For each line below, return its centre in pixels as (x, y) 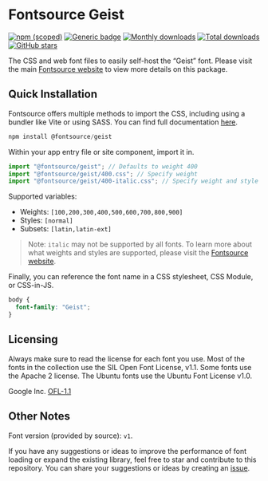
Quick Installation (53, 95)
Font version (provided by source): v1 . (71, 436)
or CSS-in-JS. (31, 286)
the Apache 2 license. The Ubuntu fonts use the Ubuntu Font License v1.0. (130, 376)
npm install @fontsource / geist (60, 136)
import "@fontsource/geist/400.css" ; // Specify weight (103, 174)
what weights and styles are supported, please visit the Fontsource (138, 253)
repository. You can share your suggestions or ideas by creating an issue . (129, 467)
